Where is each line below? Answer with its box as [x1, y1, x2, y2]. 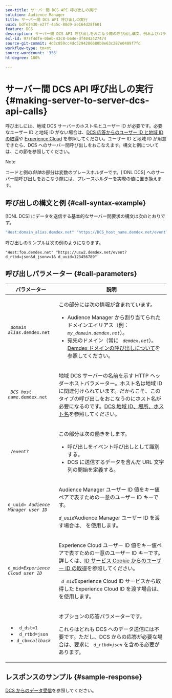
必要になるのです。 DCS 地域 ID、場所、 [58, 403, 154, 410]
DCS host [10, 389, 32, 395]
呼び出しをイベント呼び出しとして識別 [67, 443, 160, 450]
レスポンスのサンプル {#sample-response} [5, 673, 142, 682]
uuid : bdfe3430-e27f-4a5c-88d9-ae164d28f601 [5, 22, 102, 27]
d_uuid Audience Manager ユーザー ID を [58, 514, 155, 521]
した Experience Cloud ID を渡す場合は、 [63, 585, 162, 592]
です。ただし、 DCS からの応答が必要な [63, 633, 158, 640]
